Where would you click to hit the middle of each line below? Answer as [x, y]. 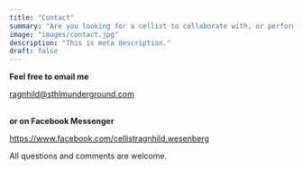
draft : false [34, 51]
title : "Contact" [42, 18]
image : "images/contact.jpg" [64, 34]
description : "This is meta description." [90, 43]
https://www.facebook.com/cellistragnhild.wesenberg [110, 139]
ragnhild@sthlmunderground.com [72, 94]
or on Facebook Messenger [62, 121]
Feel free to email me [49, 76]
